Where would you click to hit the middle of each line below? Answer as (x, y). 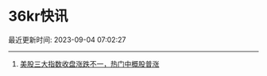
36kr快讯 (38, 16)
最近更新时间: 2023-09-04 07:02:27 (67, 40)
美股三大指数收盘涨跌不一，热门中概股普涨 (89, 63)
